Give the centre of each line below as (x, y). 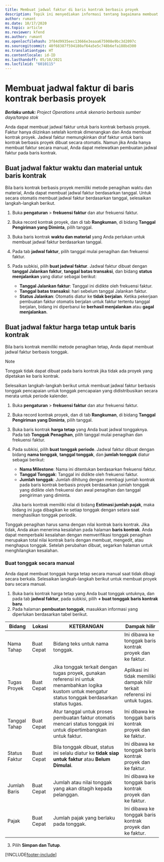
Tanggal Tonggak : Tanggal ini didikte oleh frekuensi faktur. (79, 474)
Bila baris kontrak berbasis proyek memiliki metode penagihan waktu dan (79, 187)
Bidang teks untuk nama (81, 644)
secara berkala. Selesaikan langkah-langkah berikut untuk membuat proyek (81, 579)
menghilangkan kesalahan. (32, 550)
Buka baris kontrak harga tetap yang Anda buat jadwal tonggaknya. (80, 429)
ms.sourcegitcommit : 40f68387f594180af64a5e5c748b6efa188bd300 (71, 46)
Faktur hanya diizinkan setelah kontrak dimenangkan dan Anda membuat (78, 132)
